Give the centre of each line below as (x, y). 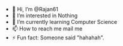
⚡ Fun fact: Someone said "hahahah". (58, 38)
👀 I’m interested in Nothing (45, 16)
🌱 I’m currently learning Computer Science (64, 22)
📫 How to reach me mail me (47, 29)
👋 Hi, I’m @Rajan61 (35, 9)
